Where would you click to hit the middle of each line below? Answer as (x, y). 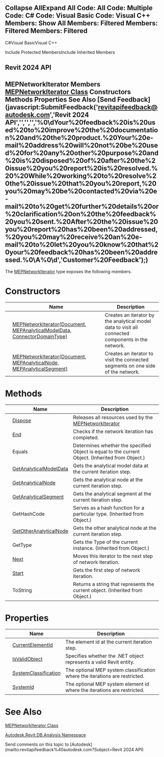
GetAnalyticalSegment (38, 497)
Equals (20, 452)
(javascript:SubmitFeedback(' (52, 107)
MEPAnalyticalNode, (36, 363)
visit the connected (127, 360)
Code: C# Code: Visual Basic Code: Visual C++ (78, 16)
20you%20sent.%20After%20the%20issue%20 (82, 222)
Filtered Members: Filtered (46, 31)
